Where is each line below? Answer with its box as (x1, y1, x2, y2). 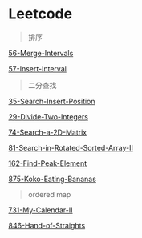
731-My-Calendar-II (8, 205, 73, 215)
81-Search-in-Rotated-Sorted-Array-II (8, 143, 134, 152)
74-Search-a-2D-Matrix (8, 127, 87, 137)
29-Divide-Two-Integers (8, 111, 88, 121)
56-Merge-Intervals (8, 48, 74, 58)
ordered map (27, 189, 71, 199)
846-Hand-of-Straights (8, 220, 86, 230)
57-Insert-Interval (8, 63, 67, 73)
